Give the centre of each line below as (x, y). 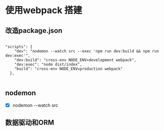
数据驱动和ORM (30, 123)
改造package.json (34, 30)
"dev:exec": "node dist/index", (48, 64)
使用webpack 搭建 (44, 10)
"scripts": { (19, 47)
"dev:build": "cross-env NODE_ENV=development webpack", (75, 60)
